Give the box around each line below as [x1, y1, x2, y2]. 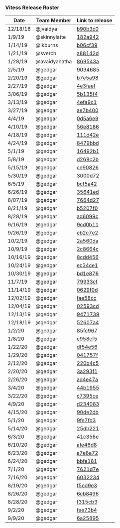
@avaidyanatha [35, 58, 72, 65]
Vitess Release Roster [5, 4, 60, 11]
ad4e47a [76, 376, 98, 383]
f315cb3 [76, 498, 98, 505]
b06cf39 [76, 42, 98, 49]
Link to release [76, 17, 113, 24]
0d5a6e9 [76, 115, 99, 122]
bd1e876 [76, 270, 99, 277]
